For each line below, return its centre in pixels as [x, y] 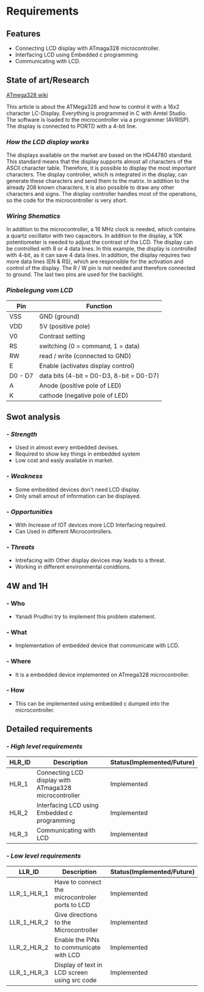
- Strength [22, 434]
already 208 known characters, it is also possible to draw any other [90, 187]
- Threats [20, 547]
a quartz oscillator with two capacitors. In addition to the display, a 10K [95, 236]
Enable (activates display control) [87, 366]
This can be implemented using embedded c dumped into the [92, 703]
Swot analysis [33, 417]
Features [23, 34]
